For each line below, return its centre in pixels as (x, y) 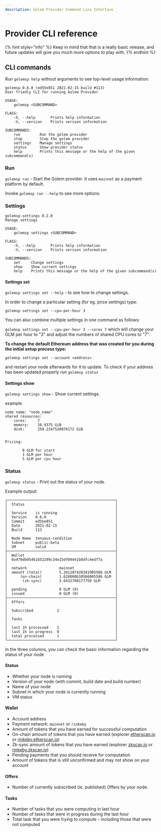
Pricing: (14, 442)
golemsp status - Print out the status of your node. (55, 482)
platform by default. (25, 184)
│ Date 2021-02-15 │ (61, 525)
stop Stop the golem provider (52, 139)
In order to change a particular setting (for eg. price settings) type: (71, 302)
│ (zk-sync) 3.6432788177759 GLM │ (61, 581)
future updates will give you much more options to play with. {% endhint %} (80, 52)
